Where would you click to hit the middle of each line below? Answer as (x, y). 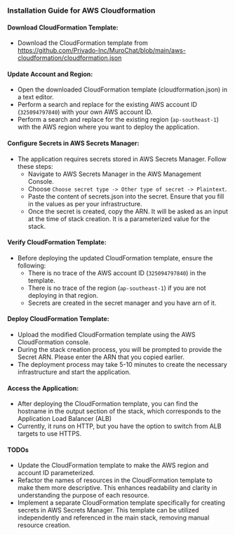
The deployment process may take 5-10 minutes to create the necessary (122, 364)
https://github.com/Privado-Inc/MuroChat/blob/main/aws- (101, 51)
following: (32, 265)
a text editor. (35, 97)
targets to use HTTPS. (49, 434)
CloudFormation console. (54, 342)
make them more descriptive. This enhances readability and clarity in (117, 488)
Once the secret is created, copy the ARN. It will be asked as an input (128, 211)
